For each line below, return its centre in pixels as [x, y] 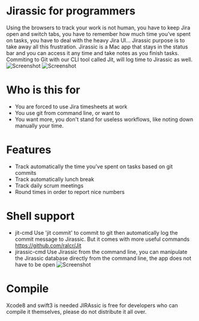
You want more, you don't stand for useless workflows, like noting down [104, 119]
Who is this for [43, 90]
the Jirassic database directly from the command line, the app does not [103, 258]
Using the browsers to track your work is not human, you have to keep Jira [98, 28]
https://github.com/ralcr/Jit [48, 245]
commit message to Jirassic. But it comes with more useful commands [102, 239]
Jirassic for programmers [71, 11]
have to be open [35, 264]
